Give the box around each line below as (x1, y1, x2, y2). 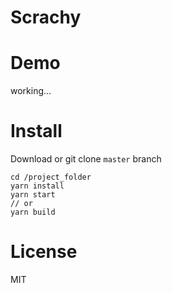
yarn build (10, 207, 56, 218)
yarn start (10, 190, 56, 200)
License (10, 241, 78, 263)
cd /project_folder (10, 172, 92, 183)
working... (10, 85, 52, 97)
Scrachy (10, 6, 82, 29)
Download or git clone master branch (10, 153, 162, 165)
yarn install (10, 181, 65, 191)
